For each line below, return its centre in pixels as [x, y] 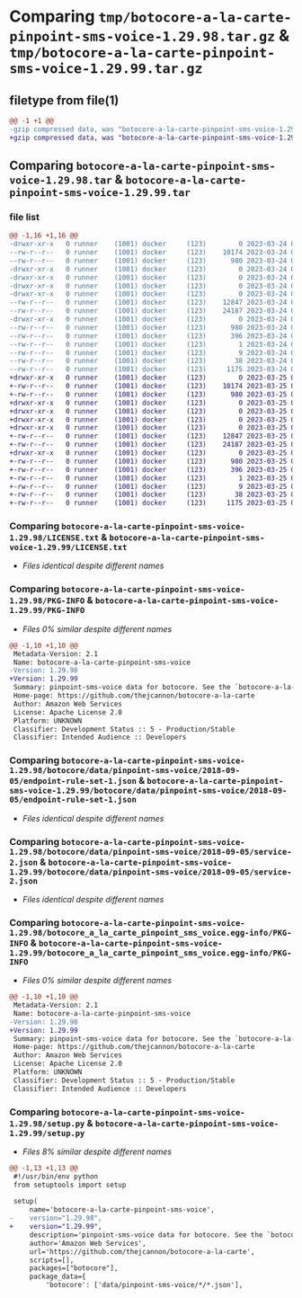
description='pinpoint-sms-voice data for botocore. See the [146, 1235]
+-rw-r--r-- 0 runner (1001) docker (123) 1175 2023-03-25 [148, 503]
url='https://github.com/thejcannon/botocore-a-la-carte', [142, 1251]
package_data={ [58, 1277]
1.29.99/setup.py [47, 1133]
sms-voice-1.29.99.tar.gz [106, 69]
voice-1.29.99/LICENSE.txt [68, 547]
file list [25, 217]
